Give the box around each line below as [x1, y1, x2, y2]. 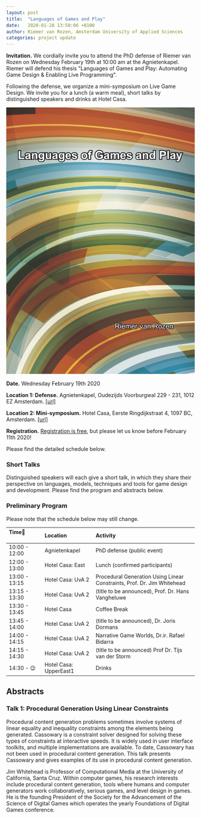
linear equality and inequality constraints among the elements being [6, 725, 173, 732]
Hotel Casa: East [44, 562, 86, 569]
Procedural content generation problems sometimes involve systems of [6, 718, 182, 725]
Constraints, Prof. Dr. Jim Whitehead [95, 579, 185, 586]
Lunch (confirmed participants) [95, 562, 173, 569]
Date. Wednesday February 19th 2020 [6, 380, 100, 387]
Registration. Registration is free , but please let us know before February [6, 427, 187, 434]
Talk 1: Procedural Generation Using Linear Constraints [6, 704, 169, 713]
